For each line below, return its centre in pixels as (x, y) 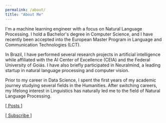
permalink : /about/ (25, 10)
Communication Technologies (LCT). (43, 44)
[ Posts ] (14, 105)
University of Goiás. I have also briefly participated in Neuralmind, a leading (83, 65)
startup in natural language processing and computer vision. (67, 70)
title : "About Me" (24, 14)
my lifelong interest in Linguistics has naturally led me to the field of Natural (83, 90)
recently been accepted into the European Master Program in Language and (83, 39)
